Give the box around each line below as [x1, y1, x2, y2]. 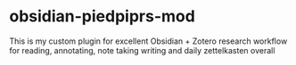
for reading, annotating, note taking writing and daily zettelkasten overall [9, 45, 275, 55]
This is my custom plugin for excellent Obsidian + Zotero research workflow [9, 36, 288, 46]
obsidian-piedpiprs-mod [9, 6, 196, 27]
